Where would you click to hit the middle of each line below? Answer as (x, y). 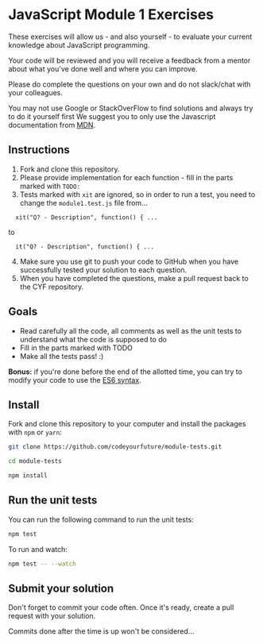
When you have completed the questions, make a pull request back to (134, 278)
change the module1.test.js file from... (84, 202)
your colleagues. (36, 92)
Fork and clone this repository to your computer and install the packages (127, 424)
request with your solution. (52, 616)
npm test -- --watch (43, 564)
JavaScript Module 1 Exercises (111, 15)
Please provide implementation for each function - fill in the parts (126, 177)
